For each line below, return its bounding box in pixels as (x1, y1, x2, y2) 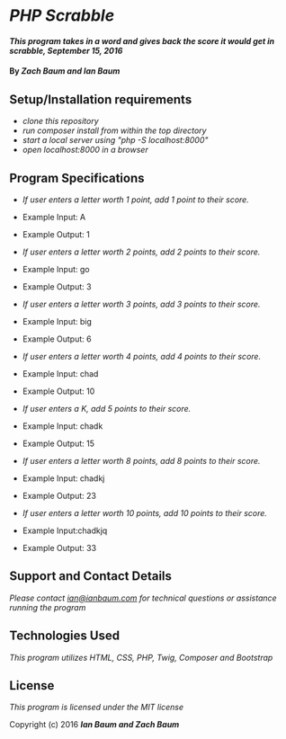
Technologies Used (9, 628, 120, 644)
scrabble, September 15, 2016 (9, 45, 123, 56)
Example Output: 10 (22, 386, 95, 396)
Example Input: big (22, 316, 93, 326)
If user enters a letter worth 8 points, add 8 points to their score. (22, 456, 261, 466)
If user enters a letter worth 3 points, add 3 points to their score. (22, 298, 261, 309)
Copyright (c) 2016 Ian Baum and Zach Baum (9, 719, 180, 730)
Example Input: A (22, 212, 86, 222)
